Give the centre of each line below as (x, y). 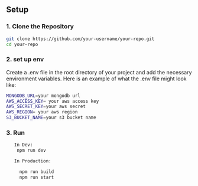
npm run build (37, 172)
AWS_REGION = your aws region (42, 112)
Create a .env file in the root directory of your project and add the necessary (99, 72)
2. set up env (25, 60)
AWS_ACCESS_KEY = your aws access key (53, 101)
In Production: (33, 161)
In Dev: (23, 145)
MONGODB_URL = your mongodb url (43, 96)
